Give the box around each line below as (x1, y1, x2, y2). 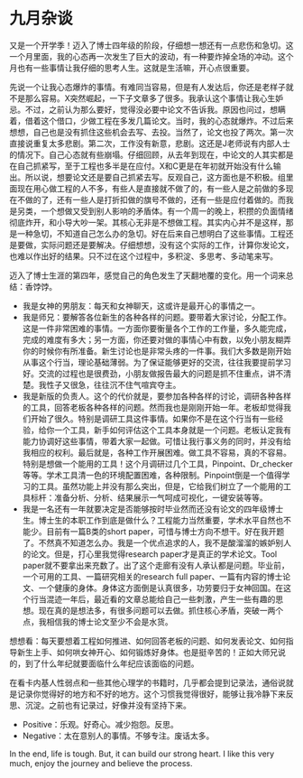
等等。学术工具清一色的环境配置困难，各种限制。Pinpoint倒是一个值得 (22, 469, 282, 480)
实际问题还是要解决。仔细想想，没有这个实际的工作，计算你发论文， (40, 239, 294, 250)
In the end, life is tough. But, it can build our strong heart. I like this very (9, 748, 275, 759)
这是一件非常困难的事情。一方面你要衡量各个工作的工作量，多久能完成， (22, 322, 291, 334)
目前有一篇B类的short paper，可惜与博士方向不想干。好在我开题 (46, 525, 285, 537)
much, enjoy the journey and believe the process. (9, 757, 193, 768)
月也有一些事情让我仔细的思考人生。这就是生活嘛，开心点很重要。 (9, 62, 254, 73)
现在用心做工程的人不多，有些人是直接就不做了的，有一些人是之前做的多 (16, 182, 286, 194)
